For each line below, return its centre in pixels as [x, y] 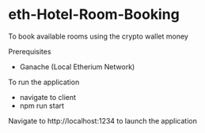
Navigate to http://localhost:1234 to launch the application [103, 120]
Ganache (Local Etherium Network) [77, 66]
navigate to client [48, 97]
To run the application [44, 82]
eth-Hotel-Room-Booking [94, 15]
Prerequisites [30, 51]
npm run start [42, 105]
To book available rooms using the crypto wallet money [98, 36]
